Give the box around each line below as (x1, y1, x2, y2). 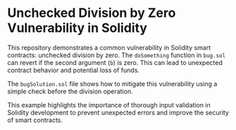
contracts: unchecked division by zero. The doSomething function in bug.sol (7, 51, 226, 59)
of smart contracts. (7, 115, 63, 124)
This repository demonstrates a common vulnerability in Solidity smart (7, 43, 211, 52)
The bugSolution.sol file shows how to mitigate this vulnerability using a (7, 79, 218, 88)
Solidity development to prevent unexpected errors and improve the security (7, 108, 229, 117)
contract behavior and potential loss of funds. (7, 66, 139, 74)
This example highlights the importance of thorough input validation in (7, 100, 211, 109)
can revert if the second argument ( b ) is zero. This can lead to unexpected (7, 58, 223, 66)
